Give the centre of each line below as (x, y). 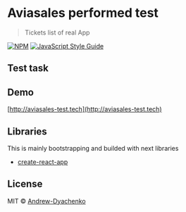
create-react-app (43, 162)
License (25, 184)
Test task (28, 68)
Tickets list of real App (57, 32)
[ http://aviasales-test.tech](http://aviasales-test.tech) (85, 109)
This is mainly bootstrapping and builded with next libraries (93, 148)
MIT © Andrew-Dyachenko (46, 201)
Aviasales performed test (83, 13)
